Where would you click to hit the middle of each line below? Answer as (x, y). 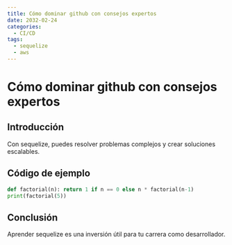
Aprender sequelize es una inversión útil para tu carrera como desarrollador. (116, 235)
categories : (24, 26)
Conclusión (33, 218)
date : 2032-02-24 (32, 20)
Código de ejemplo (49, 174)
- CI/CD (25, 33)
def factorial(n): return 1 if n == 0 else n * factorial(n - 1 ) (101, 189)
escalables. (24, 151)
